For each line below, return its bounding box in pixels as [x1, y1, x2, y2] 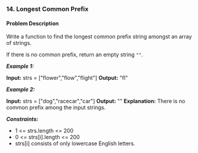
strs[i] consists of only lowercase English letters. [14, 140, 135, 147]
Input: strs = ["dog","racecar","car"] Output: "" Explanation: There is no [6, 98, 185, 105]
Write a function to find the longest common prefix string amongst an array [6, 33, 193, 40]
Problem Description [6, 20, 59, 27]
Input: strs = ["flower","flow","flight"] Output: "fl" [6, 74, 128, 82]
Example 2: [6, 86, 35, 93]
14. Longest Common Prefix [6, 5, 89, 13]
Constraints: [6, 116, 39, 123]
